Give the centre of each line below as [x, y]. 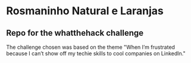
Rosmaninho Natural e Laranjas [85, 11]
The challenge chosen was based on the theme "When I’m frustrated [91, 47]
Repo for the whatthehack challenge [75, 33]
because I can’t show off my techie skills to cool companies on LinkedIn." [96, 53]
